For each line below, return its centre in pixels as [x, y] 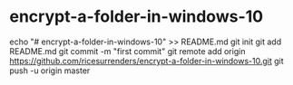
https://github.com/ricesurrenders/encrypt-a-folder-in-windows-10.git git [146, 61]
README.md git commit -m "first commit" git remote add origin [127, 51]
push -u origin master [50, 71]
